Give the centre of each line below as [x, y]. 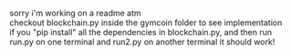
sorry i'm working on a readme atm [75, 13]
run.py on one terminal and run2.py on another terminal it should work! [142, 42]
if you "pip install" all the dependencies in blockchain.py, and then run [141, 32]
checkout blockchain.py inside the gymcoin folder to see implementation [146, 23]
